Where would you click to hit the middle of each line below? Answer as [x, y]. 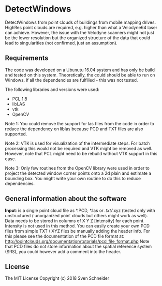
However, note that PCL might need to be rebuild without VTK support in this [81, 153]
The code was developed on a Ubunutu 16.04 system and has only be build [80, 70]
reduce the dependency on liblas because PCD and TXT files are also [74, 129]
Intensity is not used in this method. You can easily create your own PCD [77, 226]
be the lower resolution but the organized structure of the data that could [78, 38]
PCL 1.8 [20, 99]
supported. [16, 134]
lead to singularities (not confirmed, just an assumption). [61, 43]
